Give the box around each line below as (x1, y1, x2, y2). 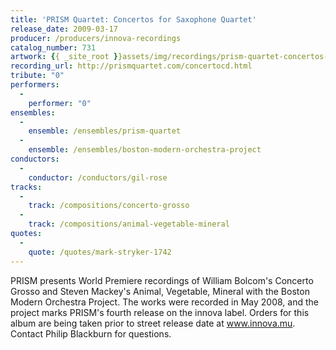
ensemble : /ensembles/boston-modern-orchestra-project (28, 145, 262, 155)
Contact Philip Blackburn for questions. (10, 327, 172, 340)
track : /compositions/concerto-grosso (28, 201, 190, 211)
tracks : (10, 182, 43, 192)
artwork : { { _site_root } (10, 52, 118, 62)
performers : (10, 80, 60, 90)
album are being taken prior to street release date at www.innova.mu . (10, 317, 296, 329)
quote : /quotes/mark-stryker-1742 (28, 247, 172, 257)
